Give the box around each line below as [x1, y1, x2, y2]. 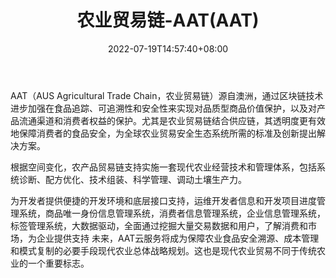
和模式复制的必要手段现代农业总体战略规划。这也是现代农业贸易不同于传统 [10, 244, 317, 256]
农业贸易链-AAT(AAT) [76, 9, 260, 32]
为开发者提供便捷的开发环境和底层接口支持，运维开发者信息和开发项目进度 [10, 194, 317, 206]
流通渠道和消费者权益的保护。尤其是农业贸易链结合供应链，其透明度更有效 [18, 114, 326, 126]
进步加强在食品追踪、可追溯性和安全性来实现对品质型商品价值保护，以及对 [10, 102, 317, 114]
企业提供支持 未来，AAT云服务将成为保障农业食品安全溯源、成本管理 [36, 232, 320, 244]
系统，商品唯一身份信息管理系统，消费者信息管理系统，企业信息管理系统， [18, 207, 326, 219]
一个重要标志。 [27, 257, 90, 269]
